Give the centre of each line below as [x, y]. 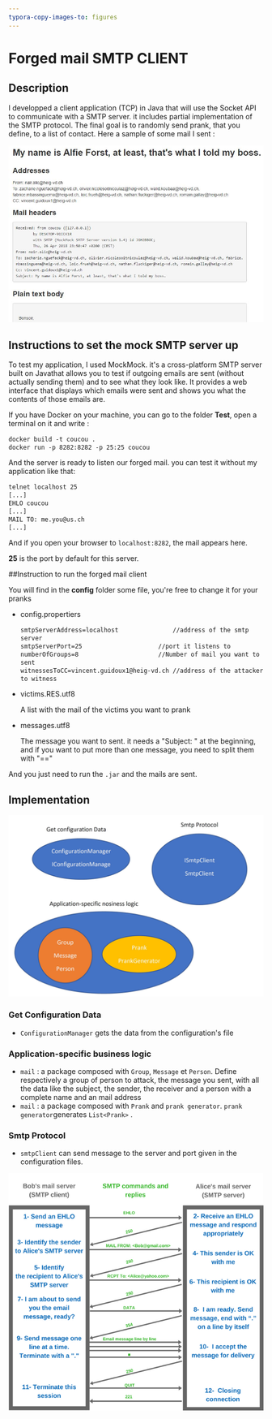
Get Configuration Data [55, 1015]
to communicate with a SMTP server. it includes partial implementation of [130, 116]
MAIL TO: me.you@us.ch [47, 520]
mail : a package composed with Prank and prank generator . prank [131, 1106]
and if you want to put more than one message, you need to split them [137, 750]
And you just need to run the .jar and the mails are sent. [103, 774]
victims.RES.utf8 [47, 694]
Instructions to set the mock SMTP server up [123, 345]
